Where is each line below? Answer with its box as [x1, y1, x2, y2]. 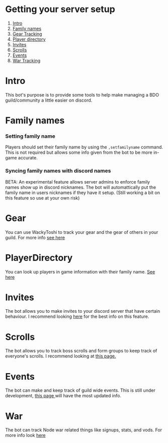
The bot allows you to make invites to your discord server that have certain [5, 308, 160, 314]
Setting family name [5, 132, 55, 139]
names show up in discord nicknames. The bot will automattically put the [5, 184, 156, 190]
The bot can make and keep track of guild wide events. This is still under [5, 387, 156, 393]
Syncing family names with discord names [5, 167, 111, 174]
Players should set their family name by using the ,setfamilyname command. [5, 144, 163, 150]
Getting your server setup [5, 4, 116, 15]
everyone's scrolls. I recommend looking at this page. [5, 353, 116, 359]
